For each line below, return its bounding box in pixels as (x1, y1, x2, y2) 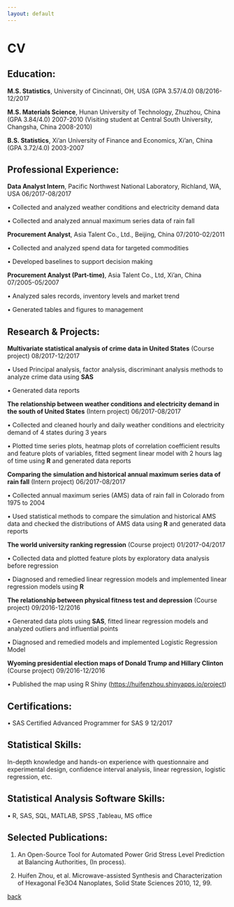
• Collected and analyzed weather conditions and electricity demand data (7, 203, 220, 212)
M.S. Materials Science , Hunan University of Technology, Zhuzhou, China (7, 108, 221, 116)
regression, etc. (7, 772, 52, 780)
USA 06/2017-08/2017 (7, 190, 72, 198)
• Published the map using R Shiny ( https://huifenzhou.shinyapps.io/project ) (7, 680, 227, 689)
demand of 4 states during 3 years (7, 428, 107, 437)
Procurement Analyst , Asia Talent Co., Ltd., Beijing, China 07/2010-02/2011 (7, 230, 225, 238)
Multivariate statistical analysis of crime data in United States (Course (7, 344, 214, 353)
